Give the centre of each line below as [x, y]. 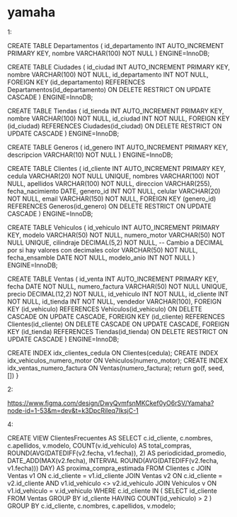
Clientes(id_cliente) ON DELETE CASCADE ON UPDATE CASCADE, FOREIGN [118, 324]
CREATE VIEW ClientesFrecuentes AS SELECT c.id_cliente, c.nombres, [110, 438]
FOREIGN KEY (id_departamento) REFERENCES [76, 82]
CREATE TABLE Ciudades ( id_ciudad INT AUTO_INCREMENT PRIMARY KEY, [119, 67]
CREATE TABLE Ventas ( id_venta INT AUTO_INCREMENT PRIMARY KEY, [113, 279]
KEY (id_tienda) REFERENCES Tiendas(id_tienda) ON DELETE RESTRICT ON [118, 331]
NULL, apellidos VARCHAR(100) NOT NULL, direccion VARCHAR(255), [110, 183]
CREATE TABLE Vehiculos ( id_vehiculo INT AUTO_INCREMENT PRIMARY [114, 227]
